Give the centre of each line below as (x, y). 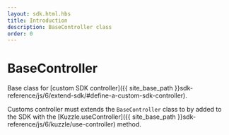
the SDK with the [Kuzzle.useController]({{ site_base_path (92, 117)
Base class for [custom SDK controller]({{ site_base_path (90, 88)
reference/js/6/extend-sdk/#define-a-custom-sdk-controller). (97, 95)
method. (129, 124)
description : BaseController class (60, 27)
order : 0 (20, 34)
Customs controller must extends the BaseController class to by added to (114, 110)
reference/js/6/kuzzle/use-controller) (61, 124)
